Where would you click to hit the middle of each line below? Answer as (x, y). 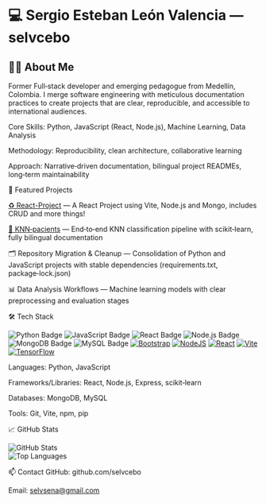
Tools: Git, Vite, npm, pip (48, 413)
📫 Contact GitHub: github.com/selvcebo (75, 472)
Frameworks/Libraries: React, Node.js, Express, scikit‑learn (105, 383)
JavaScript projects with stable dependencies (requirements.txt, (113, 265)
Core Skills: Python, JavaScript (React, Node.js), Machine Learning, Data (127, 127)
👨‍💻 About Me (41, 67)
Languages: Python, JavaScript (60, 367)
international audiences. (48, 111)
